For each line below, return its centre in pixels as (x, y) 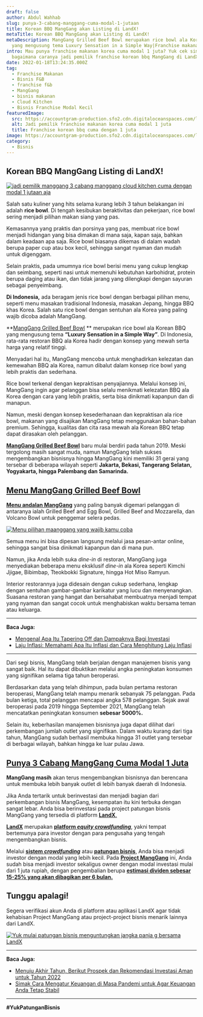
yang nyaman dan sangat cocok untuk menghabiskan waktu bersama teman (101, 603)
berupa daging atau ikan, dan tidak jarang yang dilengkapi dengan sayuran (99, 279)
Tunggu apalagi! (37, 896)
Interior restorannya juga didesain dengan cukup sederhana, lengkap (92, 584)
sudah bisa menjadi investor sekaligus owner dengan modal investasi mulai (100, 864)
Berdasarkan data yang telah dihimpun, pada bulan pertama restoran (92, 687)
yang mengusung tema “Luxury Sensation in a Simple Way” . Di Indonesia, (100, 335)
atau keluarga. (24, 610)
